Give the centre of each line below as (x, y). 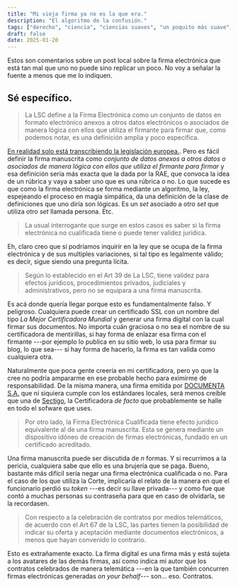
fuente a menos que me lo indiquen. (60, 76)
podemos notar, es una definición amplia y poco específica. (112, 137)
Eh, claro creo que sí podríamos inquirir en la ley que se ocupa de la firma (115, 246)
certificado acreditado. (58, 445)
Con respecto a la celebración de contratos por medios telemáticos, (124, 517)
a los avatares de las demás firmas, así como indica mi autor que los (107, 561)
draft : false (27, 34)
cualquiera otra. (30, 357)
